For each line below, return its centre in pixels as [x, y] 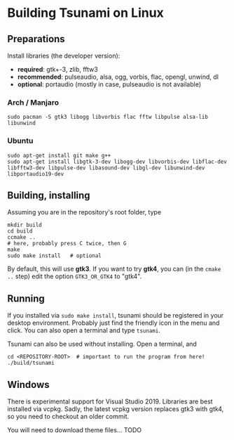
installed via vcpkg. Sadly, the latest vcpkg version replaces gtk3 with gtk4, [116, 409]
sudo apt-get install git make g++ [59, 155]
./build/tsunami [31, 363]
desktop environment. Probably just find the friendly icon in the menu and [113, 323]
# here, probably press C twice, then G [67, 244]
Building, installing [49, 195]
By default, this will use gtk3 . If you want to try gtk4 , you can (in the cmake [114, 269]
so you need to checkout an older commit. [68, 417]
